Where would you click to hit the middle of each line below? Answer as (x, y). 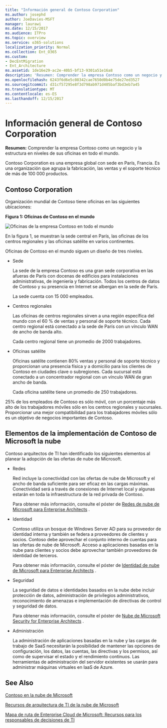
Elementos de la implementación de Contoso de (81, 434)
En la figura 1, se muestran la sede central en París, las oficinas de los (77, 236)
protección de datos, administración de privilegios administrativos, (81, 595)
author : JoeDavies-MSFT (30, 19)
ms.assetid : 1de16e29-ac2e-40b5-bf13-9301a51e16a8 (59, 71)
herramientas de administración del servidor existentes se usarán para (85, 662)
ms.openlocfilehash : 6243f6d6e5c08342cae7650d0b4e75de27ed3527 (72, 80)
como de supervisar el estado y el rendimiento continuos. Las (76, 656)
